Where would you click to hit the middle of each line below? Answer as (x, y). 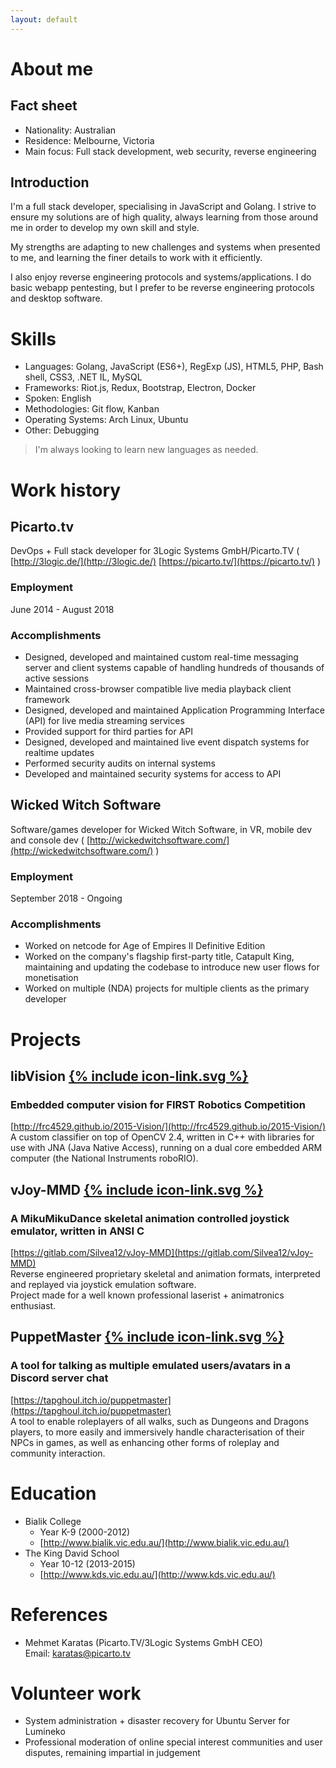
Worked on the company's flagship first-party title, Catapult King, (159, 957)
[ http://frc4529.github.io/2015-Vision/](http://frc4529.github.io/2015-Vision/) (168, 1127)
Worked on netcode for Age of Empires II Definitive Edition (145, 946)
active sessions (57, 678)
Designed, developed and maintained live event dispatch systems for (167, 742)
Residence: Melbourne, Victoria (89, 140)
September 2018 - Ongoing (66, 898)
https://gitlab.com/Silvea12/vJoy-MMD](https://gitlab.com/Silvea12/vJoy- (163, 1252)
